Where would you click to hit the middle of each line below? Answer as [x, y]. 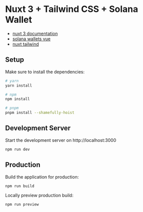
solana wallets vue [31, 39]
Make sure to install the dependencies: [45, 72]
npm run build [20, 186]
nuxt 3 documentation [35, 33]
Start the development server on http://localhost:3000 [61, 140]
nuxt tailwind [25, 44]
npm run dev [17, 149]
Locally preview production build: [39, 196]
